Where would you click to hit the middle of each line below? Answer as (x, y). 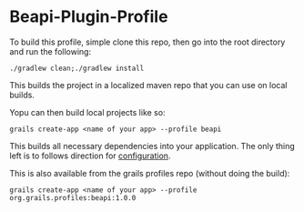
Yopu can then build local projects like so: (87, 112)
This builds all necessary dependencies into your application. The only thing (152, 146)
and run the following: (51, 51)
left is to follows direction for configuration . (90, 156)
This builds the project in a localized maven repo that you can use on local (148, 85)
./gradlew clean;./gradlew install (77, 68)
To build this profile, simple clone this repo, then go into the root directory (147, 42)
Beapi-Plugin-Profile (89, 17)
